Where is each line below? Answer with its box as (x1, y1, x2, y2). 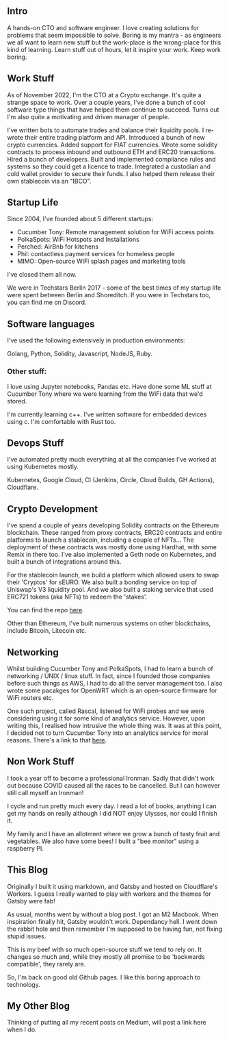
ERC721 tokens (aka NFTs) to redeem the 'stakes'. (7, 592, 148, 601)
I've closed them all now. (7, 271, 77, 279)
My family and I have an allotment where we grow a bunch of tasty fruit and (7, 829, 220, 838)
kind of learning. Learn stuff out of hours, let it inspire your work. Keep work (7, 45, 221, 53)
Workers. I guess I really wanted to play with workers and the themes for (7, 890, 211, 898)
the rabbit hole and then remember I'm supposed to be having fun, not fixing (7, 925, 223, 933)
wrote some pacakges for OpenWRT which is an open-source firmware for (7, 686, 217, 694)
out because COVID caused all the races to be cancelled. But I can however (7, 781, 220, 790)
